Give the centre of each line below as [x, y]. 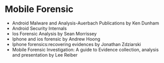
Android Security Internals [39, 28]
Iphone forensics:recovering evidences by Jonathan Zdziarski [76, 44]
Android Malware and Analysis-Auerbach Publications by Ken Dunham [86, 23]
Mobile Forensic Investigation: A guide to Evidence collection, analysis [85, 49]
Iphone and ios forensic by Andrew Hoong [56, 39]
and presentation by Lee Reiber [45, 55]
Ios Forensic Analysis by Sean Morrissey [54, 33]
